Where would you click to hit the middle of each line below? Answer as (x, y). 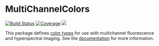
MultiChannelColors (48, 9)
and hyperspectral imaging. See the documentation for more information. (80, 38)
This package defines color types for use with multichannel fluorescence (80, 33)
